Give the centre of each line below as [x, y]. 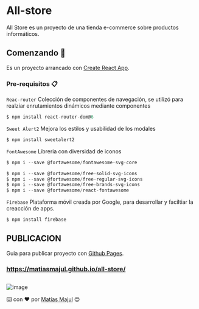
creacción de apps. [30, 209]
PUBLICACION [34, 239]
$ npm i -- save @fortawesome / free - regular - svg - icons [75, 179]
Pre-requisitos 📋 [32, 84]
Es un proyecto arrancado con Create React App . [68, 68]
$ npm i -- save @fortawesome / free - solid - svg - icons [72, 173]
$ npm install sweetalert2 [40, 140]
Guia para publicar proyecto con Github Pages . [65, 253]
